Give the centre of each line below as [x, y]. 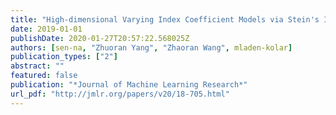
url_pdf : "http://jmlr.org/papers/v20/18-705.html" [120, 94]
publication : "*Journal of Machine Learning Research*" [129, 85]
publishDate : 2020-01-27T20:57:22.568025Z [100, 38]
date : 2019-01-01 [46, 29]
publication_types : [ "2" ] [64, 57]
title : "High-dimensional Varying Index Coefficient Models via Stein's [165, 19]
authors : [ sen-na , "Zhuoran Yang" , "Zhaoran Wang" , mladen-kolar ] [151, 47]
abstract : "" [37, 66]
